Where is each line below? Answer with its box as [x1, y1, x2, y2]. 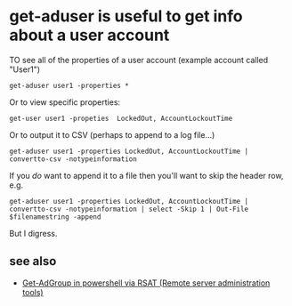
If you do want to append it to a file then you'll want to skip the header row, [9, 170, 284, 181]
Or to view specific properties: [9, 96, 121, 108]
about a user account [9, 25, 170, 45]
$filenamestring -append [9, 212, 101, 221]
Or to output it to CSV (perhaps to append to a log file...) [9, 129, 215, 140]
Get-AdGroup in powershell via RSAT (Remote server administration [21, 278, 271, 288]
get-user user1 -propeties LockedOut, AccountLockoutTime [9, 114, 233, 123]
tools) [21, 286, 44, 297]
